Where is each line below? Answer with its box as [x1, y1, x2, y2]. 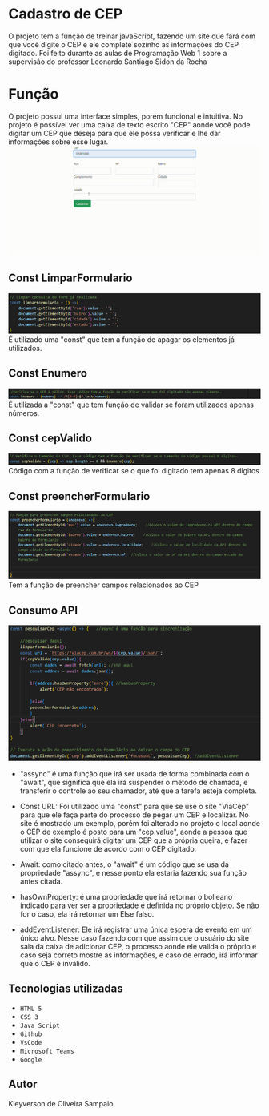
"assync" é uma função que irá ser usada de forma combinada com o [19, 769, 250, 779]
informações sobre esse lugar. [8, 137, 109, 147]
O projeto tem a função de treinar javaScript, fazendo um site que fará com [8, 31, 256, 41]
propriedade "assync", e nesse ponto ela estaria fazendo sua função [19, 868, 247, 878]
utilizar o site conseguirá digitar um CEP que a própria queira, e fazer [19, 836, 248, 845]
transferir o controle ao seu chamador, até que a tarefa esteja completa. [19, 786, 258, 796]
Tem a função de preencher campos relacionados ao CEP [8, 580, 199, 590]
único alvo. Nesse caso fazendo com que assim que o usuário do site [19, 933, 250, 943]
